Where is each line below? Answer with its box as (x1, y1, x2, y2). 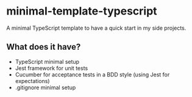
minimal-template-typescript (6, 4, 157, 18)
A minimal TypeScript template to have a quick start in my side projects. (6, 24, 187, 32)
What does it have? (6, 42, 81, 52)
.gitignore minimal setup (15, 84, 76, 91)
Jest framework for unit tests (15, 64, 88, 72)
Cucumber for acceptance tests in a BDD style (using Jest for (15, 71, 170, 78)
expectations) (15, 77, 50, 84)
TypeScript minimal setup (15, 58, 80, 65)
